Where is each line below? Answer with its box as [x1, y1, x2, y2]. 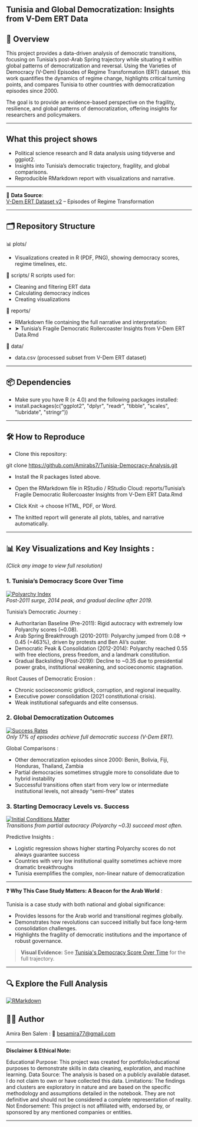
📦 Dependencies [6, 377, 71, 387]
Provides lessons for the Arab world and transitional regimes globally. [14, 912, 184, 920]
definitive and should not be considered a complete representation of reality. [6, 1096, 192, 1103]
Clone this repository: [14, 450, 67, 458]
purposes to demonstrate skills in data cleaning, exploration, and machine [6, 1064, 186, 1072]
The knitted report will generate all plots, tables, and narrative [14, 514, 164, 521]
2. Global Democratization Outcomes [6, 714, 114, 722]
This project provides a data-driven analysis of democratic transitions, [6, 50, 177, 57]
